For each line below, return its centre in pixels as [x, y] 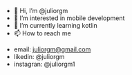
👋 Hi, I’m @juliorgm [41, 11]
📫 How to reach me [42, 33]
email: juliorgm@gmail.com [52, 49]
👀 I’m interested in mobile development [69, 18]
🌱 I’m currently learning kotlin [56, 25]
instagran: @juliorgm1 [44, 64]
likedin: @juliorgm [39, 57]
